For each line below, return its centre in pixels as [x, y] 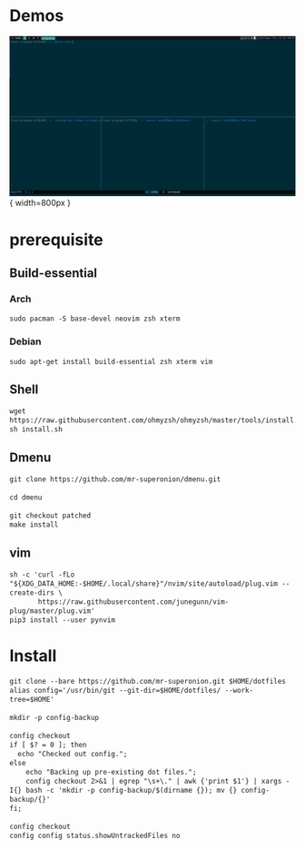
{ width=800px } [40, 203]
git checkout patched [50, 516]
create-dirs [32, 593]
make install [34, 525]
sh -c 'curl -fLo [42, 575]
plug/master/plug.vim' [52, 611]
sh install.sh [36, 429]
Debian [25, 341]
